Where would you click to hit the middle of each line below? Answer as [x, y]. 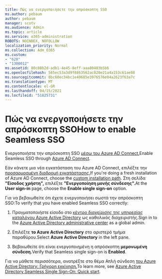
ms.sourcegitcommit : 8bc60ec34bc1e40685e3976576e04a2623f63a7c [70, 77]
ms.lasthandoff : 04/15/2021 [33, 91]
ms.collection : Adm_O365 [30, 50]
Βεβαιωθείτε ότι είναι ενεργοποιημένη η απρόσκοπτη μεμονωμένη [80, 247]
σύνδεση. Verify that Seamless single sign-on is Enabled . [69, 252]
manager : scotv [20, 23]
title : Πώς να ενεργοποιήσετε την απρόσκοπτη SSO [56, 9]
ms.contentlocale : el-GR [30, 86]
